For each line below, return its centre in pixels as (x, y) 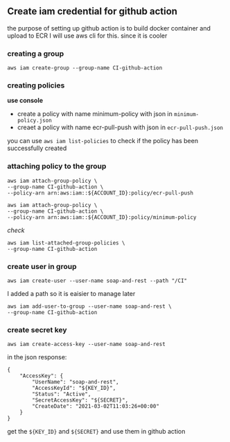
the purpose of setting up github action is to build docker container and (109, 28)
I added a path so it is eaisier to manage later (71, 294)
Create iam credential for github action (92, 11)
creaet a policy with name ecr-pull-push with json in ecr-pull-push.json (120, 127)
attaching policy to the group (57, 166)
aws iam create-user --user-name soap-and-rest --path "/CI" (97, 281)
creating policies (36, 85)
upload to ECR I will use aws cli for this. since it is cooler (87, 35)
